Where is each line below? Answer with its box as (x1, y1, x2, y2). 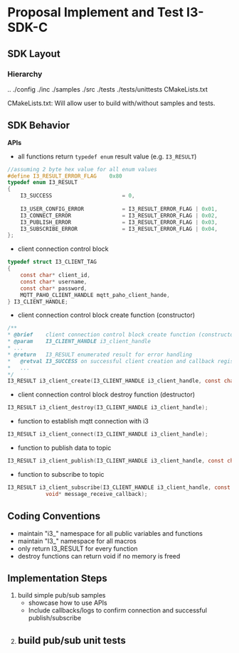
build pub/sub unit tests (17, 634, 127, 647)
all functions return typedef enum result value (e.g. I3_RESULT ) (17, 152, 197, 161)
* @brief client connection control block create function (7, 331, 196, 338)
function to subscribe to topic (17, 470, 105, 478)
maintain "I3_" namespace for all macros (17, 536, 137, 545)
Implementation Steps (7, 572, 108, 584)
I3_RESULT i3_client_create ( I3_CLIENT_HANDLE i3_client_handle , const (7, 377, 221, 384)
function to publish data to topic (17, 443, 112, 452)
